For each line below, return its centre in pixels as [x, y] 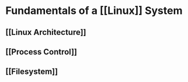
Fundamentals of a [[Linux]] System [94, 11]
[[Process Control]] [41, 51]
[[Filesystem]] [32, 72]
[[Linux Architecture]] [46, 32]
